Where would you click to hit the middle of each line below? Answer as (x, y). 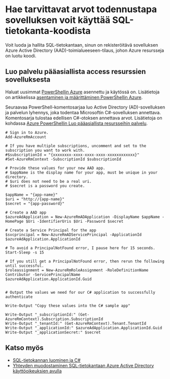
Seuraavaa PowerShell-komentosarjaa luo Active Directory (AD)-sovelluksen (85, 107)
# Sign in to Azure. (27, 132)
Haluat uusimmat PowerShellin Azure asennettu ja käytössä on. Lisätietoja (82, 92)
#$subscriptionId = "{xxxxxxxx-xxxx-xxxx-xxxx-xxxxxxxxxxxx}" (72, 155)
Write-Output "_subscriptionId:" (41, 315)
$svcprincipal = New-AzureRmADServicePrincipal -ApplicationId (74, 234)
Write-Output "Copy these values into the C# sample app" (68, 305)
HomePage (14, 221)
